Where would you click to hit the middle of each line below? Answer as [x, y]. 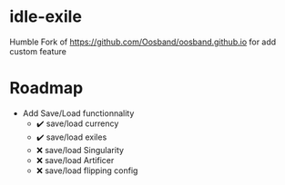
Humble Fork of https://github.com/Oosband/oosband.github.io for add [143, 42]
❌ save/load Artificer [75, 160]
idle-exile [46, 17]
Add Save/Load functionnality [78, 113]
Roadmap [46, 88]
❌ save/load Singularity [80, 150]
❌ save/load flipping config [87, 170]
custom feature [38, 51]
